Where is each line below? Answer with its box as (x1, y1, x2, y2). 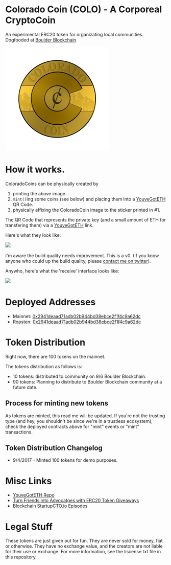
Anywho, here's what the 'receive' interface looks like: (5, 267, 119, 274)
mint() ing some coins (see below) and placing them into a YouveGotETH (12, 196, 166, 202)
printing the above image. (12, 190, 67, 196)
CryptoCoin (5, 14, 56, 26)
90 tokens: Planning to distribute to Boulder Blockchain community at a (12, 378, 162, 385)
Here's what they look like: (5, 232, 61, 238)
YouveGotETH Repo (12, 492, 55, 498)
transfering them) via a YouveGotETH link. (5, 222, 93, 228)
